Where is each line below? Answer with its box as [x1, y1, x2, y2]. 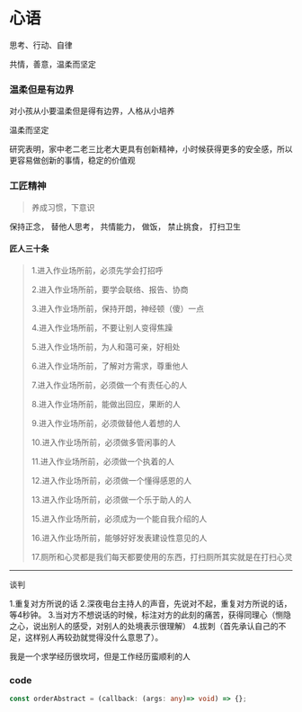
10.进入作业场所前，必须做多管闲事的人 [31, 437, 176, 448]
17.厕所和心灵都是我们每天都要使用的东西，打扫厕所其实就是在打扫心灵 [31, 551, 293, 562]
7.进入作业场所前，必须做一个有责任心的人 [31, 379, 188, 390]
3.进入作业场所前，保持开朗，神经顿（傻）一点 [31, 303, 205, 314]
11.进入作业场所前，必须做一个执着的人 [31, 456, 175, 467]
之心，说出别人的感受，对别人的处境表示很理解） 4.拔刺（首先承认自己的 [9, 620, 279, 631]
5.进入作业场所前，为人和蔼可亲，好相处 [31, 341, 181, 352]
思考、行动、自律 [9, 40, 73, 50]
